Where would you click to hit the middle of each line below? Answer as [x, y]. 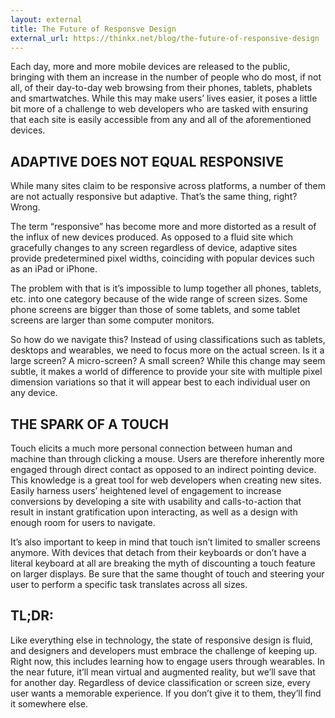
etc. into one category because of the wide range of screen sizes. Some [159, 299]
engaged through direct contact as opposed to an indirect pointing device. [163, 469]
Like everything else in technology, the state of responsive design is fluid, [161, 640]
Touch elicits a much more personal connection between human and [151, 448]
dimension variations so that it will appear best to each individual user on [160, 382]
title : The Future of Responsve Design [93, 29]
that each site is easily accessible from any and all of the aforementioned [161, 120]
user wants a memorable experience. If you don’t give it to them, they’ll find [166, 693]
